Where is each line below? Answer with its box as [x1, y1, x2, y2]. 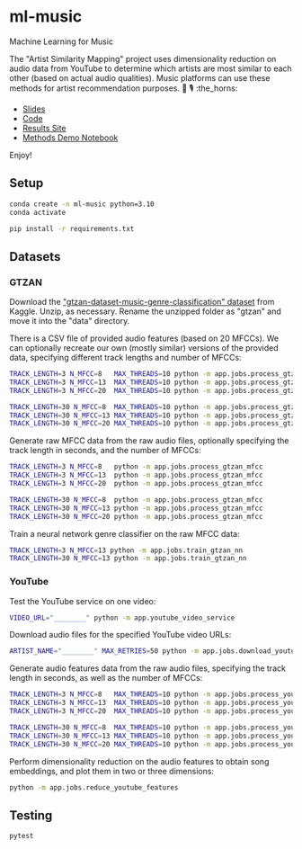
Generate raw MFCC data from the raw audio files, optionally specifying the [9, 435, 289, 446]
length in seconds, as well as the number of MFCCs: [9, 673, 203, 684]
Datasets [9, 249, 61, 264]
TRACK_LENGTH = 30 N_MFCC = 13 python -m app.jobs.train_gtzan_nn [9, 554, 247, 563]
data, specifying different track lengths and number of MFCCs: [9, 353, 242, 363]
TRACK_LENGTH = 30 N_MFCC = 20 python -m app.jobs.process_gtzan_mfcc [9, 512, 263, 521]
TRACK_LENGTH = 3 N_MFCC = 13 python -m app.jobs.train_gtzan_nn [9, 546, 244, 555]
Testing [9, 808, 53, 823]
